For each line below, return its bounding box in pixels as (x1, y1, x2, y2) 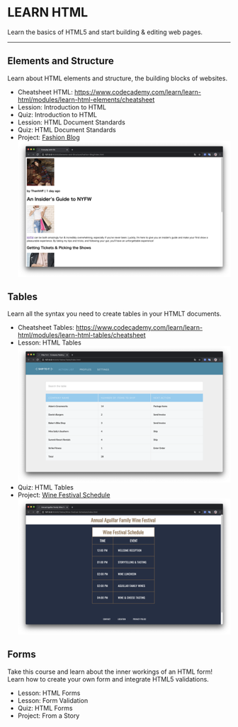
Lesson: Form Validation (17, 696, 89, 704)
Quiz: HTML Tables (17, 483, 74, 492)
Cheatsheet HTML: (17, 87, 73, 96)
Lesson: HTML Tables (17, 338, 81, 347)
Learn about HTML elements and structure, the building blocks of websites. (7, 74, 228, 82)
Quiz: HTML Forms (17, 704, 73, 712)
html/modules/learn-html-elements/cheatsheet (17, 95, 155, 104)
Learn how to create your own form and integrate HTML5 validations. (7, 674, 209, 683)
